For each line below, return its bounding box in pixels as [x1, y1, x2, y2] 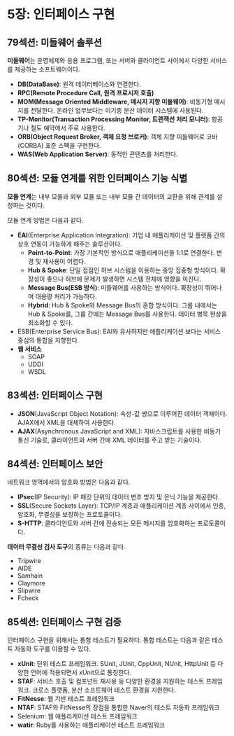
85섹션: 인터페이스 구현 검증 [7, 616, 122, 627]
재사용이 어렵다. [43, 257, 86, 265]
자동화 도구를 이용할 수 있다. [14, 645, 92, 653]
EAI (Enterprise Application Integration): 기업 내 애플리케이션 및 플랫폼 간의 [17, 230, 226, 239]
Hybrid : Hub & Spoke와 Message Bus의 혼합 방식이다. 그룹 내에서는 [27, 300, 218, 309]
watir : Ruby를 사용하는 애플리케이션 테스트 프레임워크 [17, 721, 166, 729]
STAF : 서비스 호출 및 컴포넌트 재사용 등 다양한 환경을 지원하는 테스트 [17, 677, 205, 686]
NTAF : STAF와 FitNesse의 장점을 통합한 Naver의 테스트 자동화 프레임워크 [17, 703, 220, 711]
